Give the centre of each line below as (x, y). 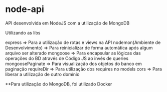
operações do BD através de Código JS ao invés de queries (67, 58)
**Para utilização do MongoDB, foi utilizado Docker (59, 84)
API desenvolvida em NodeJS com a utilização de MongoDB (67, 23)
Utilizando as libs (23, 32)
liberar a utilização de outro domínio (42, 74)
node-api (25, 9)
